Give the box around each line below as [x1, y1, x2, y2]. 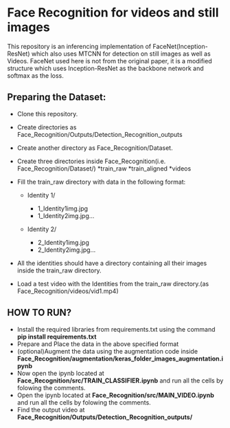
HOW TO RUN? [7, 307, 72, 319]
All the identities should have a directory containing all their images [16, 259, 207, 267]
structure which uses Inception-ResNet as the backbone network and [7, 64, 204, 72]
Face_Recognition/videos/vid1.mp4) [16, 287, 119, 295]
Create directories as [16, 122, 77, 131]
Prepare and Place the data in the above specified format [16, 339, 179, 348]
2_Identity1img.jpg [37, 238, 89, 246]
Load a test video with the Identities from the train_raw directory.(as [16, 279, 209, 288]
